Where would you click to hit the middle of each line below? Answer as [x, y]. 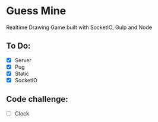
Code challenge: [37, 99]
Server [23, 60]
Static [22, 73]
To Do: [18, 46]
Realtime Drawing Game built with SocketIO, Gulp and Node [79, 27]
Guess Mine [36, 11]
